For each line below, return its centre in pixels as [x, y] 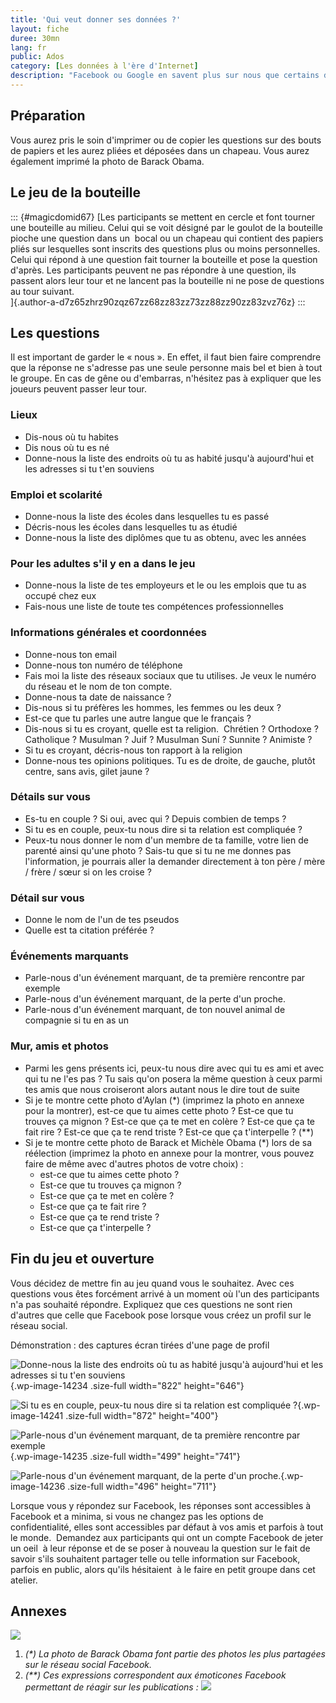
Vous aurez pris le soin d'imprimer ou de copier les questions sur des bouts [166, 140]
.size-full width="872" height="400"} [142, 1415]
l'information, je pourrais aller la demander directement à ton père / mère [175, 861]
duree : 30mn [35, 38]
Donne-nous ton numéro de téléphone [103, 665]
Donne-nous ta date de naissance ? [98, 697]
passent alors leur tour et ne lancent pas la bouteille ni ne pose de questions [167, 280]
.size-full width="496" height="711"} [142, 1486]
